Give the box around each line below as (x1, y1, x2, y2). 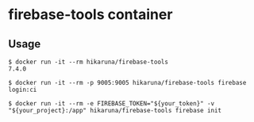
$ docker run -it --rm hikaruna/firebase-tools (8, 58, 169, 66)
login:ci (8, 86, 37, 93)
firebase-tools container (8, 6, 173, 24)
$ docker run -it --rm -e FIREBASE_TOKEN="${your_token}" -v (8, 100, 215, 108)
